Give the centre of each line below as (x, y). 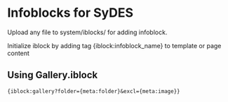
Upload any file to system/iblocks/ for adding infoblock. (87, 32)
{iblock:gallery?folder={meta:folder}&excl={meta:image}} (94, 91)
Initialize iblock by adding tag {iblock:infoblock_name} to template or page (114, 45)
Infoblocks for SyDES (71, 13)
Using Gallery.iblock (53, 75)
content (19, 53)
